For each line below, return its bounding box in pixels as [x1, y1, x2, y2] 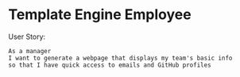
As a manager [8, 47, 52, 55]
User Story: [8, 32, 46, 41]
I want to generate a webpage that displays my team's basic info [8, 54, 233, 62]
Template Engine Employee [8, 6, 192, 24]
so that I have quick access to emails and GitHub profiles [8, 61, 212, 69]
